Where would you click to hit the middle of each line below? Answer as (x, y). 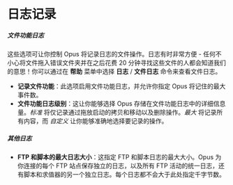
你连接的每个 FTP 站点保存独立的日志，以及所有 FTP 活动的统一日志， (118, 166)
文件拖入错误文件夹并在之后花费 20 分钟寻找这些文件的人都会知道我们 (126, 63)
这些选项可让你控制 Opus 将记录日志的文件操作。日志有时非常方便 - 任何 (112, 54)
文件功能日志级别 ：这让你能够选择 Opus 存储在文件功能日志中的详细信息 (121, 104)
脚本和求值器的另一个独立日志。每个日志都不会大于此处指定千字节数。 (124, 175)
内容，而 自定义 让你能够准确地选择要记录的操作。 (96, 121)
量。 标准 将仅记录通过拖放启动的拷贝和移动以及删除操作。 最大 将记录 (117, 113)
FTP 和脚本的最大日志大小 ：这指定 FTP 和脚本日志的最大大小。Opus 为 (119, 157)
